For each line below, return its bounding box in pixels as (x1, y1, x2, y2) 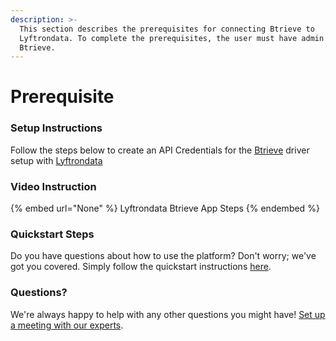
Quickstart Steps (10, 227, 95, 241)
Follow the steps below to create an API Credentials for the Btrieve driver (10, 144, 310, 156)
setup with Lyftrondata (10, 154, 103, 166)
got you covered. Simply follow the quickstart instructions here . (10, 261, 272, 273)
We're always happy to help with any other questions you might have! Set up (10, 308, 326, 320)
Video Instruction (10, 179, 97, 193)
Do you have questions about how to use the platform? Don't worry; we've (10, 250, 317, 262)
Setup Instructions (10, 121, 103, 135)
